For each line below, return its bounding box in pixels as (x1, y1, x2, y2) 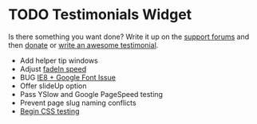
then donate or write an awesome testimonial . (8, 40, 159, 49)
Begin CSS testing (19, 106, 80, 116)
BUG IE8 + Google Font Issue (19, 72, 116, 82)
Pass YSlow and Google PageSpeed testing (19, 89, 164, 99)
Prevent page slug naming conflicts (19, 98, 137, 107)
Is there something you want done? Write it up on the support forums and (8, 32, 250, 41)
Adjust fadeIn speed (19, 64, 86, 73)
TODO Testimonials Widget (8, 6, 192, 24)
